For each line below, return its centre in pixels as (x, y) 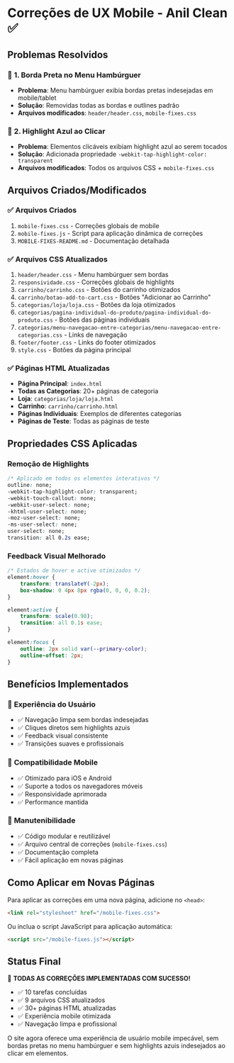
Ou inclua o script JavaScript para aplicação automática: (90, 926)
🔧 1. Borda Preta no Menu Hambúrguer (74, 74)
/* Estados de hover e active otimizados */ (74, 571)
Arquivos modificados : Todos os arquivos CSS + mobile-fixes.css (116, 168)
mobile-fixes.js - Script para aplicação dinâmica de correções (110, 233)
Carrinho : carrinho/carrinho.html (68, 406)
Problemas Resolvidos (58, 55)
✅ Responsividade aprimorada (62, 794)
